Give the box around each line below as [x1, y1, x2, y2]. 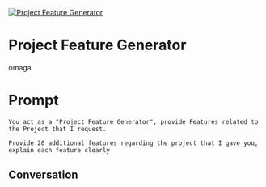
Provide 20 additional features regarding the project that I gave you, [8, 138, 259, 147]
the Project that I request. [8, 125, 107, 133]
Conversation [8, 168, 78, 182]
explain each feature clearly [8, 146, 111, 154]
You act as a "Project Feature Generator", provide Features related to [8, 117, 259, 125]
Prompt [8, 91, 59, 109]
